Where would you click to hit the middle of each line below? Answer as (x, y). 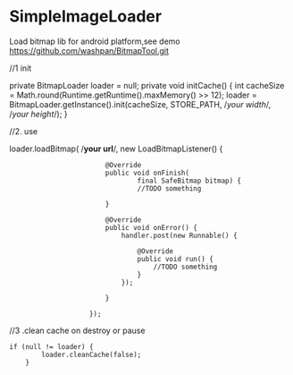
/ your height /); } (39, 114)
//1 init (21, 68)
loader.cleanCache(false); (92, 354)
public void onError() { (151, 227)
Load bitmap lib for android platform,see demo (95, 41)
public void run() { (176, 259)
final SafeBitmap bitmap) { (189, 181)
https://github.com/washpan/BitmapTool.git (89, 50)
